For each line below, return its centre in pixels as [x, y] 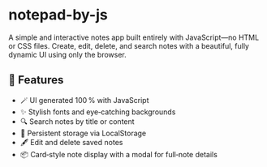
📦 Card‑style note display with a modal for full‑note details [118, 154]
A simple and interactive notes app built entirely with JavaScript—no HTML [134, 37]
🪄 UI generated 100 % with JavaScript [84, 100]
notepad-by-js [58, 15]
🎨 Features [36, 80]
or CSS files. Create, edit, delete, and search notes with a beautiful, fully [129, 45]
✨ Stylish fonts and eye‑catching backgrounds [98, 112]
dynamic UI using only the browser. [68, 54]
